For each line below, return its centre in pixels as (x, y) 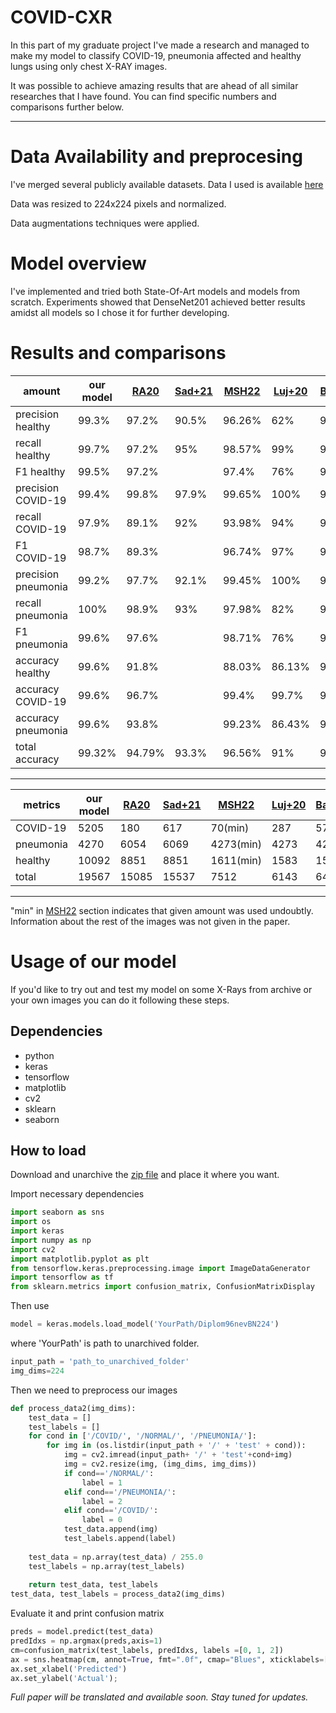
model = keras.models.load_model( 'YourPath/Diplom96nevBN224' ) (145, 1324)
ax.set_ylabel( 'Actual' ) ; (64, 1678)
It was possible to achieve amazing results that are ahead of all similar (154, 85)
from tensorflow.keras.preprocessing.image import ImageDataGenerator (160, 1268)
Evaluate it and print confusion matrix (87, 1613)
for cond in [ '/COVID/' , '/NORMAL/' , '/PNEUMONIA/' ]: (142, 1436)
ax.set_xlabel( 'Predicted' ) (69, 1669)
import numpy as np (51, 1240)
